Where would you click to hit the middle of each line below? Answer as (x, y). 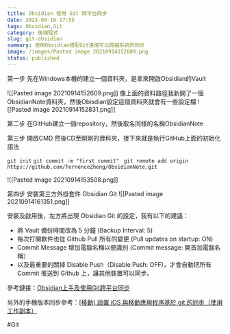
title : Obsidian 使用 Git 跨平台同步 (57, 13)
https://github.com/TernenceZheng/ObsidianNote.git (82, 167)
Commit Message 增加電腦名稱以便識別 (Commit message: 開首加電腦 (116, 247)
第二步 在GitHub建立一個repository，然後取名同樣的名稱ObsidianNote (105, 123)
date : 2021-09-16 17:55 (41, 20)
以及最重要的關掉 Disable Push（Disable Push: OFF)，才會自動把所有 (114, 264)
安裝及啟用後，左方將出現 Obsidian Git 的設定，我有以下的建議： (98, 215)
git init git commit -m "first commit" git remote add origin (98, 161)
